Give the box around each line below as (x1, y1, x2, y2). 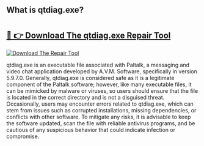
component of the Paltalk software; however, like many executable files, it (6, 81, 192, 88)
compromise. (6, 133, 40, 140)
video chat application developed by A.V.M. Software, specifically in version (6, 68, 197, 75)
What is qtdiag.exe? (6, 5, 84, 15)
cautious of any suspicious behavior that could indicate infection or (6, 126, 176, 133)
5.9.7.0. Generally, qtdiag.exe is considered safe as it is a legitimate (6, 75, 175, 81)
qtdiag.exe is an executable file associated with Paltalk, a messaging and (6, 61, 190, 68)
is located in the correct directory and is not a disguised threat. (6, 94, 165, 101)
